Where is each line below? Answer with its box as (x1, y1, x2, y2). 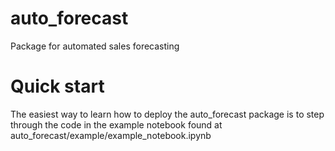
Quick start (10, 75, 105, 98)
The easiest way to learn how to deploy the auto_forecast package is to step (10, 108, 325, 120)
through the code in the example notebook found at (10, 118, 223, 131)
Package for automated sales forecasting (10, 40, 180, 52)
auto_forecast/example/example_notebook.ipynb (10, 129, 212, 141)
